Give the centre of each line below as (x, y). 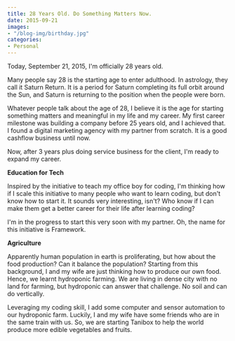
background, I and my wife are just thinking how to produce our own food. (114, 271)
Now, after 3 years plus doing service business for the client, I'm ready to (113, 152)
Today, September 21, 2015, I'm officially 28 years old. (85, 66)
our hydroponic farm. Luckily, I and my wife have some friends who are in (113, 315)
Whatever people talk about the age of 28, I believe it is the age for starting (115, 108)
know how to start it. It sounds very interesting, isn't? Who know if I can (110, 201)
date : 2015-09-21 (33, 20)
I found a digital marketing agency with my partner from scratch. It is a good (117, 131)
